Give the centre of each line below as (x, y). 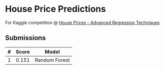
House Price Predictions (55, 9)
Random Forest (52, 60)
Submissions (25, 38)
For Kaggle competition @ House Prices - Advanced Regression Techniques (82, 23)
